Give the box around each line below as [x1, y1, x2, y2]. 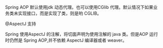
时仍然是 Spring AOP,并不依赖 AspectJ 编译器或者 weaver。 [5, 37, 127, 43]
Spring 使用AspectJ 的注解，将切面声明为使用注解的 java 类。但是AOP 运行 [5, 31, 158, 37]
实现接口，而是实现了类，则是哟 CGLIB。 [18, 10, 102, 16]
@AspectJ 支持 [5, 21, 36, 26]
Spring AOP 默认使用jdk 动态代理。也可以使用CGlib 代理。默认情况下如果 [5, 4, 154, 10]
